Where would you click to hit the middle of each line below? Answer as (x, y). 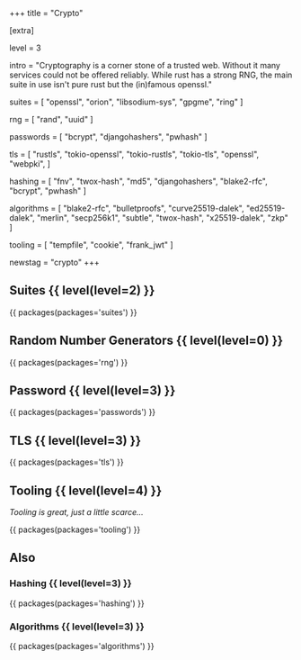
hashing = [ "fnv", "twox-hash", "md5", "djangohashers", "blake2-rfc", (138, 181)
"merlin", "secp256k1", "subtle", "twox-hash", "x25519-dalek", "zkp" (163, 218)
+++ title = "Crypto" (46, 13)
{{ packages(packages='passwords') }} (83, 412)
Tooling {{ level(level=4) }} (86, 490)
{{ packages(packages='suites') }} (73, 312)
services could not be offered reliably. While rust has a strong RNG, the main (151, 75)
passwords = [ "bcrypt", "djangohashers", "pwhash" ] (109, 137)
